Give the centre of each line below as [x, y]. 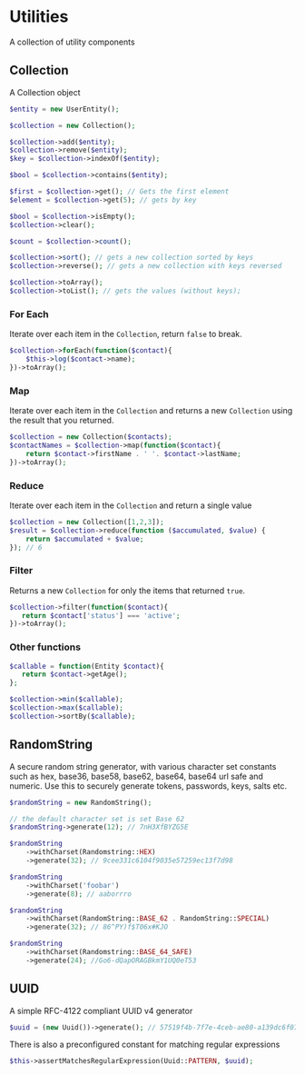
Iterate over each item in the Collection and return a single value [131, 505]
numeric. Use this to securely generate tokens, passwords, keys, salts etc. [148, 786]
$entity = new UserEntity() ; [64, 109]
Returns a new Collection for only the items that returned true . [128, 590]
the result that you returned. [62, 421]
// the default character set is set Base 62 [97, 819]
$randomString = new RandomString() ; [81, 802]
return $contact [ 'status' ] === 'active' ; [101, 615]
